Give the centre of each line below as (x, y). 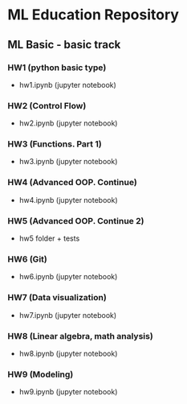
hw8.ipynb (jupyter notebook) (68, 353)
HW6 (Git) (27, 259)
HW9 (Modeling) (41, 374)
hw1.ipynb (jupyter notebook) (68, 85)
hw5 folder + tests (49, 238)
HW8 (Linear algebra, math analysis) (80, 336)
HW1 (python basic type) (57, 68)
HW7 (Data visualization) (57, 298)
